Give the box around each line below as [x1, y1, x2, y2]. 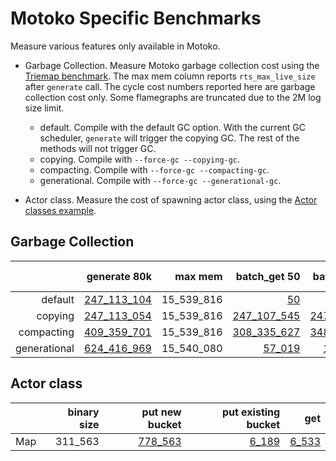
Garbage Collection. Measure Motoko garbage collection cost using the [24, 59, 320, 71]
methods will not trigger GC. [39, 142, 157, 154]
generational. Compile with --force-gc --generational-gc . [39, 174, 282, 186]
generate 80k [86, 269, 152, 283]
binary [67, 405, 100, 419]
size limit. [24, 102, 65, 114]
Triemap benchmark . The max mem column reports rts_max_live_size [24, 70, 316, 82]
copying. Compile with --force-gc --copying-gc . [39, 153, 241, 165]
